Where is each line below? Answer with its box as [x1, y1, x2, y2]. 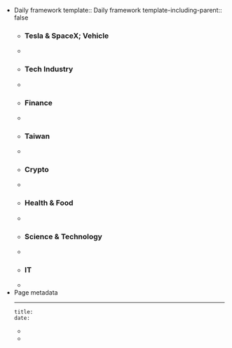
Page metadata [13, 288, 58, 297]
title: [13, 309, 34, 316]
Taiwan [24, 131, 50, 141]
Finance [24, 98, 53, 107]
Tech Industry [24, 65, 74, 74]
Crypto [24, 165, 49, 175]
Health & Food [24, 198, 74, 208]
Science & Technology [24, 232, 103, 241]
